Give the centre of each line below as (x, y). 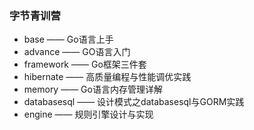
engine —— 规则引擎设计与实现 (88, 114)
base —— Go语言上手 (68, 39)
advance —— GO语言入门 (77, 52)
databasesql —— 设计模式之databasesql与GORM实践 (134, 102)
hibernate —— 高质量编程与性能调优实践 (107, 77)
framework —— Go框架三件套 (85, 64)
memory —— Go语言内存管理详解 (93, 89)
